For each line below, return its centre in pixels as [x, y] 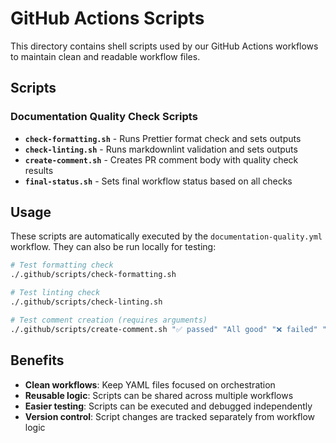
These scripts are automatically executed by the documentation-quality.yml [166, 236]
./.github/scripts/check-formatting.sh [93, 275]
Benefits [37, 360]
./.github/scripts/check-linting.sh [86, 302]
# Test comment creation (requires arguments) [109, 320]
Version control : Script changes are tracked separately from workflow [170, 416]
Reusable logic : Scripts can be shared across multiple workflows [159, 395]
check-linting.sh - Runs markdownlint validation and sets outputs [161, 149]
